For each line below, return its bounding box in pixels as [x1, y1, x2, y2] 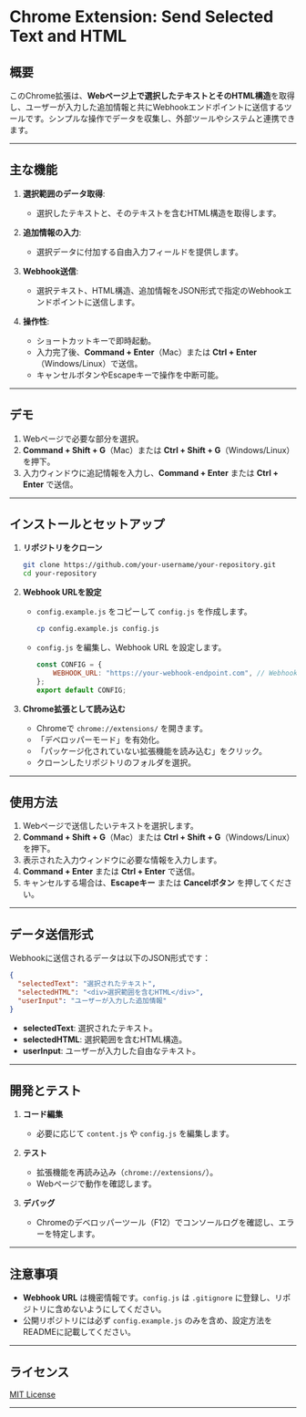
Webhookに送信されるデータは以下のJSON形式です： [9, 953, 211, 964]
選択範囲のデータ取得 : [22, 188, 106, 199]
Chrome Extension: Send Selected [9, 6, 274, 27]
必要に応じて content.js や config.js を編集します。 [36, 1128, 234, 1139]
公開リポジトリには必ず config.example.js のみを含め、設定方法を [22, 1315, 273, 1326]
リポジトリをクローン [22, 543, 103, 553]
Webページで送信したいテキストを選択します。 [22, 821, 199, 832]
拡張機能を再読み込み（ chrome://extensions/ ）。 [36, 1167, 219, 1178]
